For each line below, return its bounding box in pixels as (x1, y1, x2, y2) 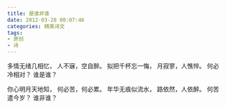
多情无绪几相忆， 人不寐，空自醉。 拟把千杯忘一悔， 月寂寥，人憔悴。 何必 (7, 62, 219, 69)
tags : (7, 29, 23, 36)
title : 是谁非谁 (7, 10, 50, 17)
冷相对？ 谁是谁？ (7, 70, 57, 78)
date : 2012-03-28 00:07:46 (7, 17, 85, 23)
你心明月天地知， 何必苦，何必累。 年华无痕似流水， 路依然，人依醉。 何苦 (7, 85, 219, 93)
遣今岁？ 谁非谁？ (7, 94, 57, 102)
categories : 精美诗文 (7, 23, 65, 30)
